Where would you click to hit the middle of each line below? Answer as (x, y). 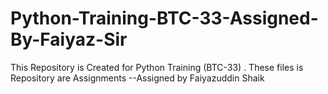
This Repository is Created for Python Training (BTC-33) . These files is (157, 67)
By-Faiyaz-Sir (69, 39)
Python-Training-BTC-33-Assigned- (164, 18)
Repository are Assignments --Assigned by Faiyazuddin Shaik (137, 78)
